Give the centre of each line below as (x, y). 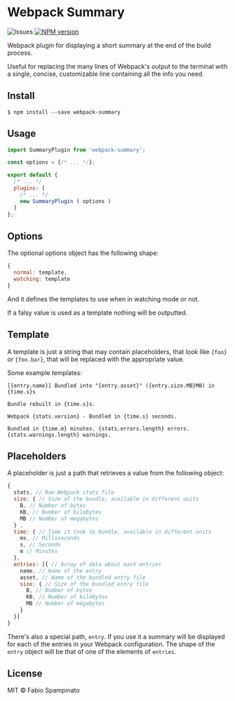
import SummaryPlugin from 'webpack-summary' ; (76, 150)
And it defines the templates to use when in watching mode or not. (103, 299)
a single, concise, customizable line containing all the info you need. (106, 74)
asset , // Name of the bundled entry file (83, 577)
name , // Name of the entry (61, 571)
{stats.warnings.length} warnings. (59, 435)
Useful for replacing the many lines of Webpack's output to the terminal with (117, 66)
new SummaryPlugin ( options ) (66, 201)
